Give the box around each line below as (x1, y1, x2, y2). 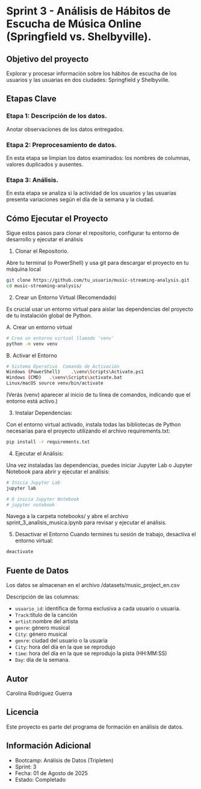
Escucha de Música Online (6, 17, 142, 31)
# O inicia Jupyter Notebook (6, 496, 79, 502)
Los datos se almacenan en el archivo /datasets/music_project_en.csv (6, 581, 180, 589)
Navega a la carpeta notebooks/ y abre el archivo (6, 513, 129, 520)
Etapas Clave (6, 93, 57, 104)
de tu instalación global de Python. (6, 312, 92, 319)
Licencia (6, 707, 39, 717)
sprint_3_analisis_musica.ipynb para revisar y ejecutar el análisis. (6, 519, 167, 526)
